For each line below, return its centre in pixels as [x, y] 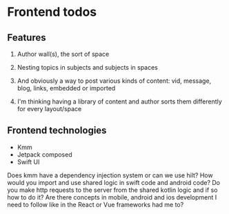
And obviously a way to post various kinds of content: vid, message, [114, 81]
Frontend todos [52, 12]
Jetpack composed [44, 154]
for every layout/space [49, 109]
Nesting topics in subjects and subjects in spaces [88, 67]
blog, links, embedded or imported [66, 88]
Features [27, 38]
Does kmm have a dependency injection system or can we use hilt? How [110, 175]
